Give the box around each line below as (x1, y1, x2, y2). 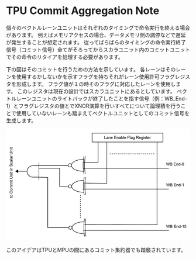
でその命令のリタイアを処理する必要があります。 (6, 53, 124, 60)
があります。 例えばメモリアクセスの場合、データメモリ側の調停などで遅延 (6, 31, 186, 39)
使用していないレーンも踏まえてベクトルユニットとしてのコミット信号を (16, 109, 190, 116)
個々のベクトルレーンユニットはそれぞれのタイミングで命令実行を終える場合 (6, 24, 190, 31)
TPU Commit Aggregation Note (6, 4, 160, 18)
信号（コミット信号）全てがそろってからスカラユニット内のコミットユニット (6, 46, 191, 53)
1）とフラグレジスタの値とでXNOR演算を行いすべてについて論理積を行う (6, 102, 181, 109)
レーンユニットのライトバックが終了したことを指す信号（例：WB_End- (16, 95, 187, 102)
